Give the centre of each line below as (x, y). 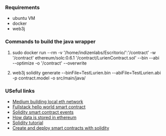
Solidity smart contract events (43, 112)
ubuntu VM (24, 18)
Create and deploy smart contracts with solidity (61, 128)
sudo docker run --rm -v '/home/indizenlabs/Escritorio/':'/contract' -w (84, 52)
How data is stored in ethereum (44, 117)
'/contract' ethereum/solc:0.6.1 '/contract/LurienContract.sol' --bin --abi (86, 58)
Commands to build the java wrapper (50, 42)
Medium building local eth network (48, 101)
